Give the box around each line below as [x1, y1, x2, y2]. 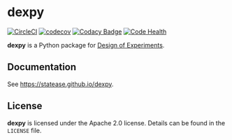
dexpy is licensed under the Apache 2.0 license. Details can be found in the [7, 118, 226, 127]
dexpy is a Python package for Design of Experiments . [7, 41, 165, 49]
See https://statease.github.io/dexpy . [7, 80, 114, 88]
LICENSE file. [7, 126, 42, 134]
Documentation [7, 61, 77, 73]
